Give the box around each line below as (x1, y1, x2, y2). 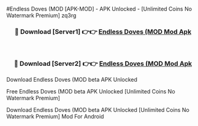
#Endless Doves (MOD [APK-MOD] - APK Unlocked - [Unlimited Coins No (6, 6, 192, 12)
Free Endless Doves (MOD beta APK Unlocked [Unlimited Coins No (6, 87, 176, 95)
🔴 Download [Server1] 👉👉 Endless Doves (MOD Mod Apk (14, 27, 192, 36)
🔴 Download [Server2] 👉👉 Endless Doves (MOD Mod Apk (13, 60, 192, 68)
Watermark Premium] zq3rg (6, 12, 77, 19)
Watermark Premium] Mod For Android (6, 112, 104, 120)
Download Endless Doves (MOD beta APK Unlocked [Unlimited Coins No (6, 106, 190, 113)
